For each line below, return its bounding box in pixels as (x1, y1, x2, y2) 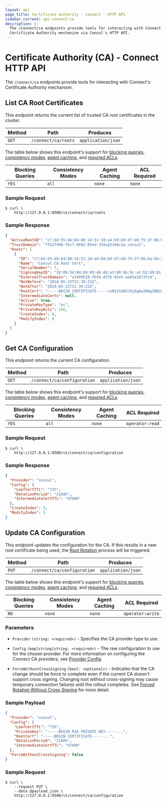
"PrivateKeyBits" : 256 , (18, 307, 68, 312)
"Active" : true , (18, 298, 52, 303)
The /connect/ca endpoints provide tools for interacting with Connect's (5, 79, 151, 85)
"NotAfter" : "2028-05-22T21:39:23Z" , (18, 284, 97, 289)
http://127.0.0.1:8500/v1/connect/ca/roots (14, 210, 106, 215)
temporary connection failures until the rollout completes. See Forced (12, 681, 155, 687)
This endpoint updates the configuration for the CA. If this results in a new (5, 542, 157, 548)
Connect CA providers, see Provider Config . (12, 656, 103, 662)
